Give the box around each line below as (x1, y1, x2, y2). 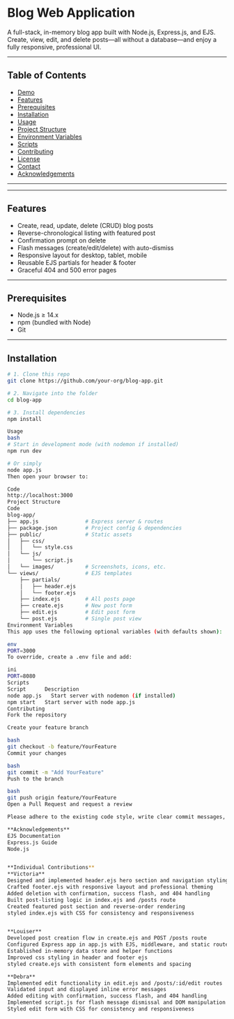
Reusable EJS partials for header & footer (17, 258, 136, 266)
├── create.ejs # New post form (19, 602, 132, 609)
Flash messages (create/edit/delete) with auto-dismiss (17, 243, 174, 252)
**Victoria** (7, 871, 45, 878)
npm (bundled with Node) (17, 319, 91, 327)
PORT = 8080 (7, 673, 36, 680)
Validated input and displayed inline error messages (7, 986, 167, 993)
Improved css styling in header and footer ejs (7, 953, 148, 961)
